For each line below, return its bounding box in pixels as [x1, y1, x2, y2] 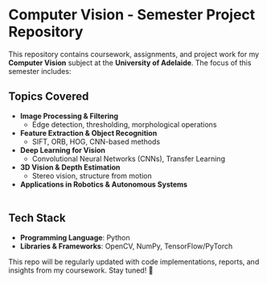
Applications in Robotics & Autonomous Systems [19, 179, 187, 189]
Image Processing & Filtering [19, 111, 119, 121]
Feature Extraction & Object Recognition [19, 128, 158, 137]
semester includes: [8, 66, 72, 76]
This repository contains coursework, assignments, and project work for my [8, 49, 260, 59]
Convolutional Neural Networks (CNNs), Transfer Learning [31, 154, 225, 163]
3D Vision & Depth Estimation [19, 162, 121, 172]
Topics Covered [8, 90, 89, 104]
